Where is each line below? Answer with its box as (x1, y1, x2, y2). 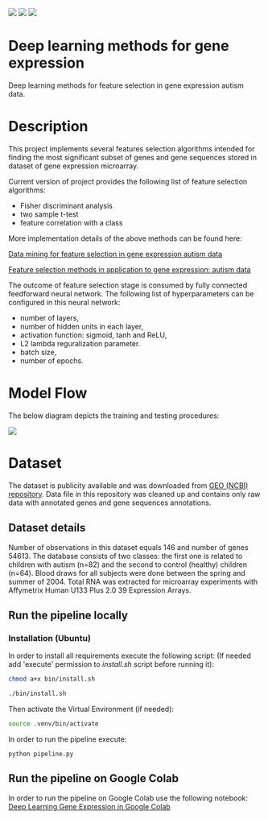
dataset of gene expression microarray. (8, 161, 139, 171)
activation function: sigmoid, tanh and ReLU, (19, 330, 167, 340)
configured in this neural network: (8, 297, 121, 307)
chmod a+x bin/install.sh (8, 675, 95, 684)
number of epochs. (19, 355, 84, 366)
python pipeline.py (8, 750, 74, 758)
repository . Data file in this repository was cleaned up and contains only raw (8, 489, 261, 498)
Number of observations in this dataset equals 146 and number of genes (8, 542, 249, 552)
